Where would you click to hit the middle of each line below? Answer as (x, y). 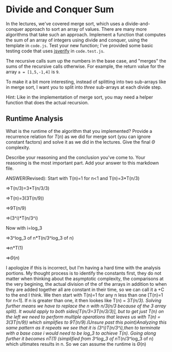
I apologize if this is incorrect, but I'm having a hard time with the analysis (83, 267)
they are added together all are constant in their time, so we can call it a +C (85, 289)
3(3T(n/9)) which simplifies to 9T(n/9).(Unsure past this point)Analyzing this (86, 322)
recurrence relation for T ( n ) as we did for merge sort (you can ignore (78, 136)
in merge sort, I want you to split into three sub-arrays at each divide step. (84, 87)
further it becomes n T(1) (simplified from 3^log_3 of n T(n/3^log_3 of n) (80, 338)
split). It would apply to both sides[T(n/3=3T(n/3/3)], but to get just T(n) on (85, 311)
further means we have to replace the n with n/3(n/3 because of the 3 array (86, 306)
